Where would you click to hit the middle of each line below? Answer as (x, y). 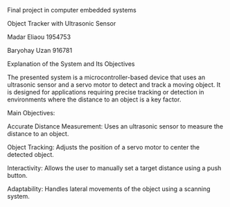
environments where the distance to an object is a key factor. (94, 99)
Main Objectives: (31, 113)
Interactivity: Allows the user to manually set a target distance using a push (114, 168)
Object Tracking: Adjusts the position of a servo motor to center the (103, 147)
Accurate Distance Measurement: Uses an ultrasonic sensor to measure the (115, 126)
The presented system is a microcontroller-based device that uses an (106, 77)
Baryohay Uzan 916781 (40, 50)
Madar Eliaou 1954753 (39, 37)
